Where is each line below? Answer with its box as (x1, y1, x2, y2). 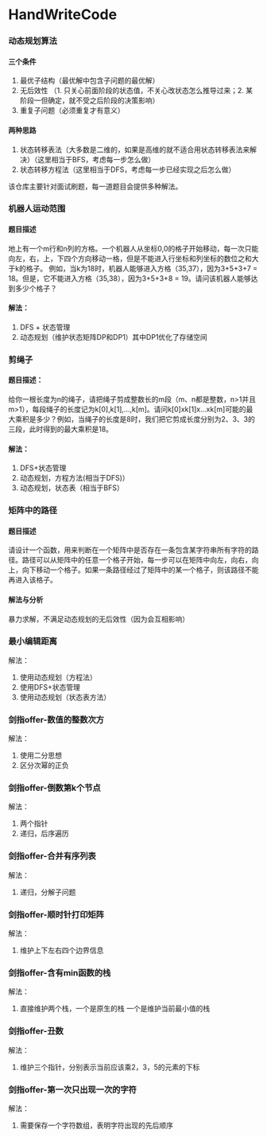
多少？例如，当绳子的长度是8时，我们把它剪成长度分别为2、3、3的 (35, 414, 256, 423)
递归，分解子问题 (19, 887, 76, 897)
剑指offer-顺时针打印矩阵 (8, 909, 105, 920)
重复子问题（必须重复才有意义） (19, 106, 125, 115)
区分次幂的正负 (19, 761, 69, 770)
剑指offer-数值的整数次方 (8, 714, 105, 725)
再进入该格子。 (8, 575, 57, 585)
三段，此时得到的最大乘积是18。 (8, 424, 114, 434)
